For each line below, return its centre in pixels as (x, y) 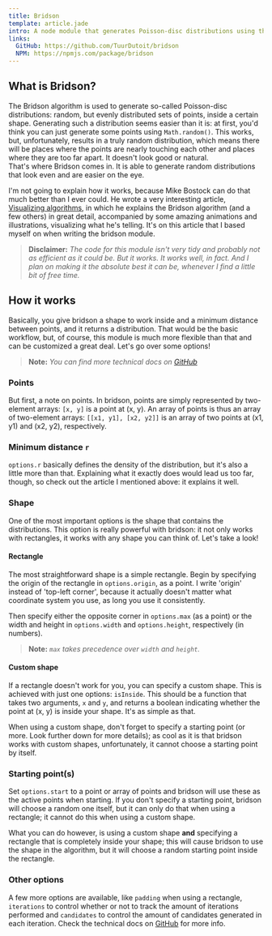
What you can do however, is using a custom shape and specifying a (123, 833)
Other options (36, 880)
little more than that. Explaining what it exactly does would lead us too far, (131, 473)
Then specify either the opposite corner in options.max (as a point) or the (130, 616)
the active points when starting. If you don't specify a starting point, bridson (135, 800)
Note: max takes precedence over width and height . (114, 648)
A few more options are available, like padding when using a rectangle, (125, 897)
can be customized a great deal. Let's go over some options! (109, 346)
